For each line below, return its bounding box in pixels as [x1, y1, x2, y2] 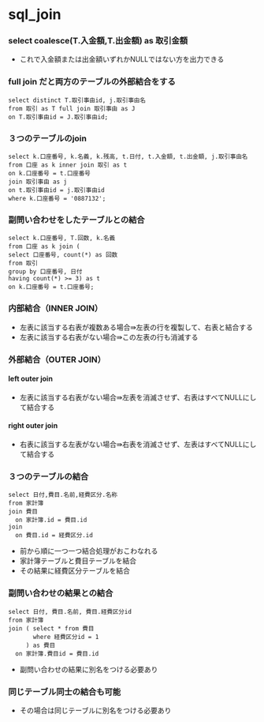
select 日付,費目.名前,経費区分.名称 [8, 491, 118, 499]
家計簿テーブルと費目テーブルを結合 [19, 556, 137, 566]
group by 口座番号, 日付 [8, 268, 83, 276]
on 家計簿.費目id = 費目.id [15, 649, 99, 657]
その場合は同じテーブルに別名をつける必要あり [19, 705, 172, 715]
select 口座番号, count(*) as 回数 [8, 251, 118, 259]
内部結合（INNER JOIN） [8, 303, 103, 314]
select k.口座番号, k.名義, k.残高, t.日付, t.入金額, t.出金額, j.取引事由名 [8, 152, 248, 161]
